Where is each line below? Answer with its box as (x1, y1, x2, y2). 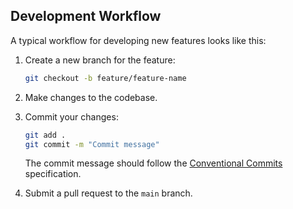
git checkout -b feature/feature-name (24, 73, 187, 83)
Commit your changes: (24, 110, 119, 123)
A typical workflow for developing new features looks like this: (10, 34, 267, 46)
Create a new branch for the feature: (24, 54, 176, 66)
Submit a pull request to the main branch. (24, 187, 193, 199)
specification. (24, 168, 82, 180)
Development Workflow (10, 8, 162, 25)
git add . (24, 130, 67, 140)
